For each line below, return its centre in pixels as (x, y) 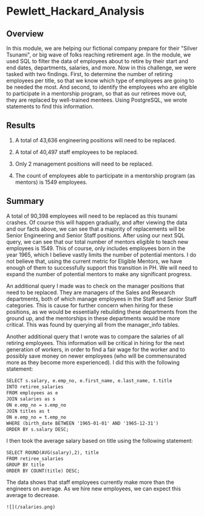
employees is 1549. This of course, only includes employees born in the (96, 248)
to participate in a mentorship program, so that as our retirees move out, (97, 93)
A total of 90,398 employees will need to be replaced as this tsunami (92, 216)
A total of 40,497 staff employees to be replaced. (76, 152)
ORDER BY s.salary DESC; (38, 429)
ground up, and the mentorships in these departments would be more (93, 318)
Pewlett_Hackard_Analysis (75, 11)
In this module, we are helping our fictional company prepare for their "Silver (102, 48)
